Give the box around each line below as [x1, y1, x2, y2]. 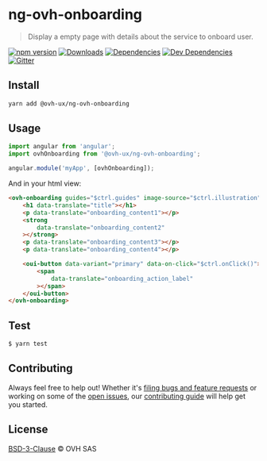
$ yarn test [8, 340, 48, 348]
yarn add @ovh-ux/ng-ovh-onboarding [8, 99, 130, 108]
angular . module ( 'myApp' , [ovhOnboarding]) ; [8, 164, 155, 172]
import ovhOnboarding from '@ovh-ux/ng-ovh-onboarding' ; [8, 150, 201, 158]
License [8, 423, 48, 436]
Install [8, 79, 40, 92]
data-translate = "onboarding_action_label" [50, 275, 194, 282]
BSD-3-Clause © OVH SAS [8, 444, 97, 453]
